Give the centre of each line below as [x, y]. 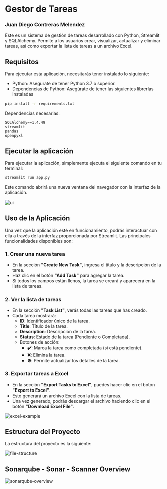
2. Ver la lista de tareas [33, 299]
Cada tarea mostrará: [34, 316]
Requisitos [22, 62]
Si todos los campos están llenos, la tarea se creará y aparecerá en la [84, 281]
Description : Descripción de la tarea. [58, 332]
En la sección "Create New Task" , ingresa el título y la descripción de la [87, 265]
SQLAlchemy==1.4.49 [25, 123]
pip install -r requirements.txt [40, 104]
